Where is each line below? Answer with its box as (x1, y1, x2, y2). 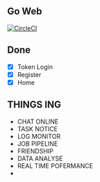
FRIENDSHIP (17, 147, 53, 155)
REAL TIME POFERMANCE (17, 161, 94, 169)
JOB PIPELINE (17, 139, 58, 148)
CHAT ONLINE (17, 117, 59, 126)
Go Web (7, 6, 43, 17)
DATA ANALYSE (17, 154, 63, 163)
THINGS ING (7, 99, 61, 110)
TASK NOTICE (17, 124, 58, 133)
